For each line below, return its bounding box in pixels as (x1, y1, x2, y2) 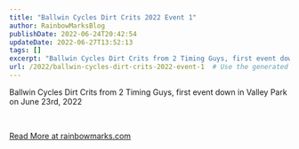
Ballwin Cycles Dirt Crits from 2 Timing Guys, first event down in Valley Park (9, 86, 287, 98)
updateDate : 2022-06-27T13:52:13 (9, 37, 133, 47)
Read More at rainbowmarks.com (9, 130, 132, 141)
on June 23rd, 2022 (9, 96, 83, 106)
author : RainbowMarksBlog (9, 21, 105, 30)
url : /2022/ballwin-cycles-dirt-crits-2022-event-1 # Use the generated (9, 63, 289, 72)
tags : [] (9, 46, 42, 55)
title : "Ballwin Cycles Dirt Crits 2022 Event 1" (9, 12, 198, 22)
